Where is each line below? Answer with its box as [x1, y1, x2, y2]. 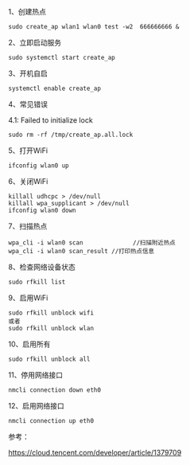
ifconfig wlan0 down [8, 206, 77, 214]
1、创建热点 [8, 7, 46, 16]
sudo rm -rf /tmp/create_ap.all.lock [8, 131, 134, 139]
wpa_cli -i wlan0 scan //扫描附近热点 [8, 239, 176, 247]
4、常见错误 [8, 100, 48, 109]
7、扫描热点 [8, 221, 48, 231]
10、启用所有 [8, 339, 51, 349]
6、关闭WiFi [8, 177, 48, 186]
